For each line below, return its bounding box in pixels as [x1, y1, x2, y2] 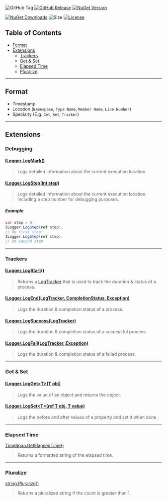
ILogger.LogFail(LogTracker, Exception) [5, 340, 88, 346]
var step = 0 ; [5, 220, 35, 225]
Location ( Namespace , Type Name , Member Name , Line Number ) [12, 106, 132, 112]
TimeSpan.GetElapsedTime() [5, 443, 64, 449]
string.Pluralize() [5, 481, 39, 487]
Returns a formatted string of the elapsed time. [17, 452, 113, 458]
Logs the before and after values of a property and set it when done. [17, 414, 158, 420]
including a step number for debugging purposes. [17, 197, 119, 202]
